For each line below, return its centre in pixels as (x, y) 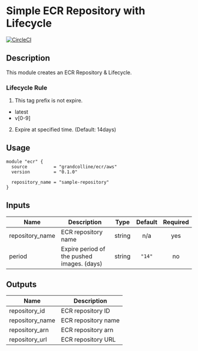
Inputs (18, 205)
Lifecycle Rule (27, 88)
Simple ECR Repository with (76, 11)
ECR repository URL (88, 340)
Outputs (22, 285)
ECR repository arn (87, 330)
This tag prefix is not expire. (49, 101)
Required (176, 222)
